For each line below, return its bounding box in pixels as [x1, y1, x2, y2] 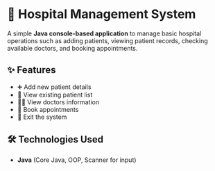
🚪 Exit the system [17, 113, 67, 121]
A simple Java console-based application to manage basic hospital [7, 29, 202, 38]
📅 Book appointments [17, 105, 79, 113]
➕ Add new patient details [17, 83, 92, 91]
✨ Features [7, 64, 56, 76]
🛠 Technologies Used [7, 133, 104, 145]
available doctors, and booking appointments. [7, 44, 138, 52]
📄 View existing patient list [17, 90, 93, 99]
